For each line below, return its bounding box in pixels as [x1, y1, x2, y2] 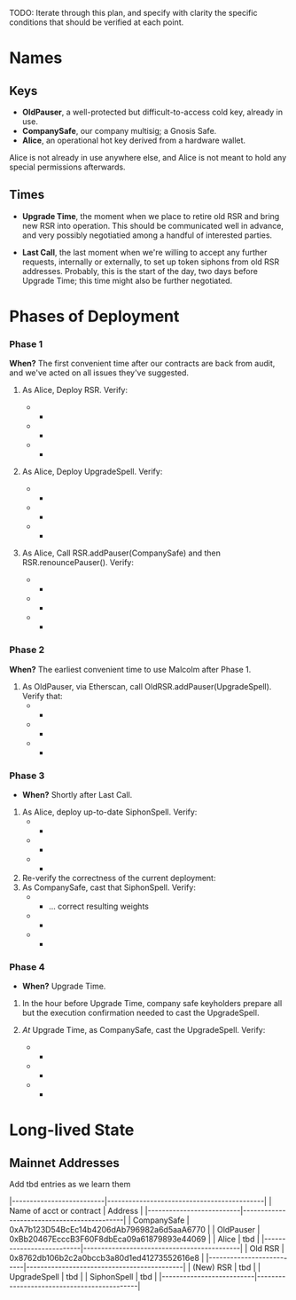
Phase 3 [9, 769, 45, 782]
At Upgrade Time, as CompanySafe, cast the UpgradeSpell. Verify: [21, 1025, 266, 1036]
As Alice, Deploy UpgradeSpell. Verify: [21, 466, 163, 477]
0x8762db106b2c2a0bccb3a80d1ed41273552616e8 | [9, 1253, 205, 1264]
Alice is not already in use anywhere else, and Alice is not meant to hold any [9, 153, 287, 162]
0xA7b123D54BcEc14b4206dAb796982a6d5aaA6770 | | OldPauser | [9, 1225, 261, 1235]
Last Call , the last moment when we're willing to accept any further [21, 247, 268, 257]
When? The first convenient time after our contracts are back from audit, [9, 358, 276, 369]
